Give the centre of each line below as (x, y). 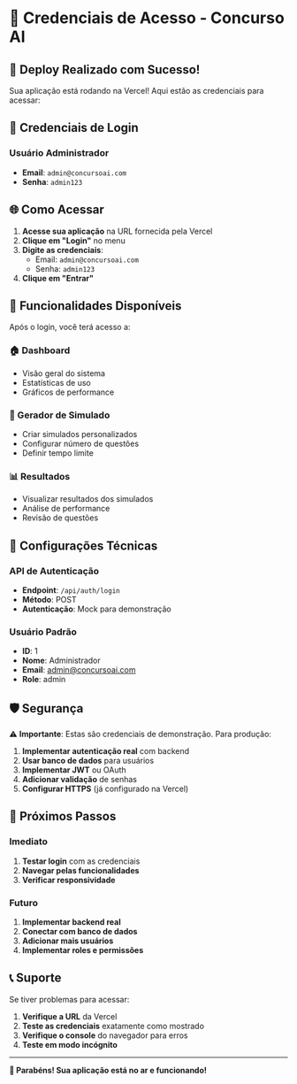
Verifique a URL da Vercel (69, 1016)
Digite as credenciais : (62, 250)
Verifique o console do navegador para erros (105, 1035)
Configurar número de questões (80, 443)
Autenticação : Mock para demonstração (96, 609)
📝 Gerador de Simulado (60, 415)
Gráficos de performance (68, 392)
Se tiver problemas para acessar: (69, 999)
